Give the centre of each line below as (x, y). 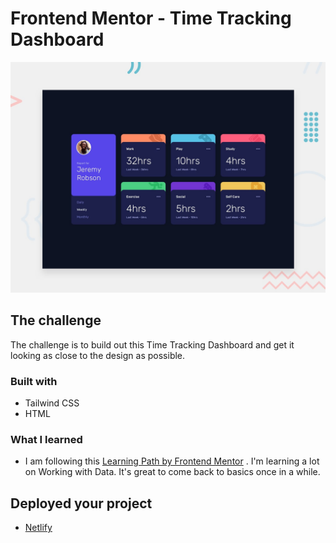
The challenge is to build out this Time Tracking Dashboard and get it (152, 344)
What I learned (46, 440)
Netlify (38, 528)
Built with (34, 381)
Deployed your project (81, 503)
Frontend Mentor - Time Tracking (151, 18)
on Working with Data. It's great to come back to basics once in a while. (172, 472)
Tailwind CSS (52, 403)
